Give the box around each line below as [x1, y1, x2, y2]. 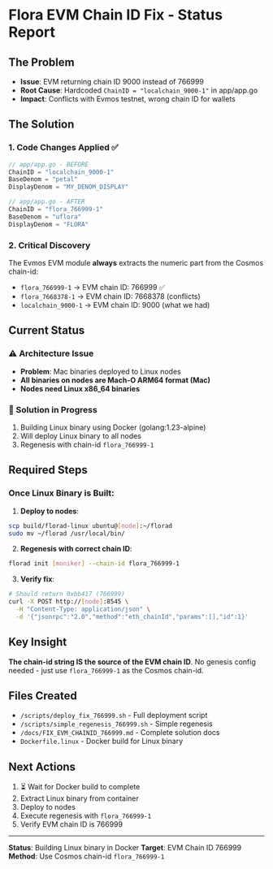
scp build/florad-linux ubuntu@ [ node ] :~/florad [8, 521, 173, 530]
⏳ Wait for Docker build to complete [19, 782, 141, 792]
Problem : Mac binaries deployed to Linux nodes [19, 366, 181, 376]
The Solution [8, 118, 75, 132]
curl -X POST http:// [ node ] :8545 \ [8, 598, 129, 606]
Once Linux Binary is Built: [8, 487, 115, 499]
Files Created [8, 689, 77, 703]
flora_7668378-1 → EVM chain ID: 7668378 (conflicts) [19, 291, 201, 301]
